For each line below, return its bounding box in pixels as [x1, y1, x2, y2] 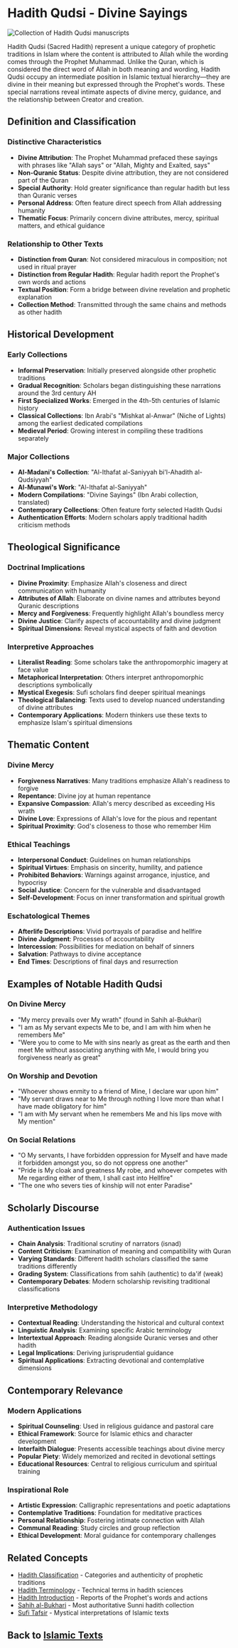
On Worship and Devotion [7, 1071, 98, 1081]
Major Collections [7, 451, 70, 461]
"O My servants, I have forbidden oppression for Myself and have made [17, 1151, 228, 1160]
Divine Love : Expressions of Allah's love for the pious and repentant [17, 814, 217, 822]
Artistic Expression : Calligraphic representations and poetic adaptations [17, 1501, 231, 1509]
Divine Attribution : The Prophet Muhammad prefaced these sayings [17, 153, 218, 161]
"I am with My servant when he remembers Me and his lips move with [17, 1110, 222, 1119]
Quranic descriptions [17, 601, 80, 610]
